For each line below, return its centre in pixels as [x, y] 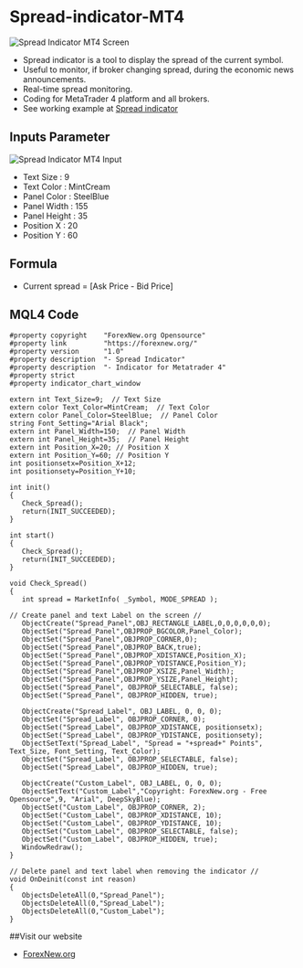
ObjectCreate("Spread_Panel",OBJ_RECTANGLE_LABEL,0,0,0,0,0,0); [146, 623]
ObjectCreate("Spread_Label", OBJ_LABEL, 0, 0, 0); [122, 712]
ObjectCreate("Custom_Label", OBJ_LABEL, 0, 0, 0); [122, 783]
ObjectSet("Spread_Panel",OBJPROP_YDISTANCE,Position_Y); [134, 664]
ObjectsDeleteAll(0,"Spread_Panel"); [94, 896]
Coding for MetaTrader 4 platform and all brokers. [116, 99]
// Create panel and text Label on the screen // [106, 616]
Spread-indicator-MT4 [97, 17]
